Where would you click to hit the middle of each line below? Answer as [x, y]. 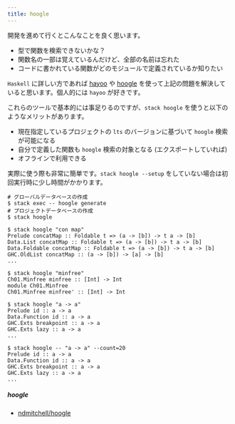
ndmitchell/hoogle [44, 413]
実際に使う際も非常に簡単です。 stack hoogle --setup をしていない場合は [115, 173]
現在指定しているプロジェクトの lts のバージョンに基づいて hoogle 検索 [122, 131]
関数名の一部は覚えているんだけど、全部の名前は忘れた [99, 59]
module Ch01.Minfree [38, 286]
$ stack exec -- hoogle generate [57, 203]
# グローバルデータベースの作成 [48, 197]
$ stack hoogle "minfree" [46, 273]
